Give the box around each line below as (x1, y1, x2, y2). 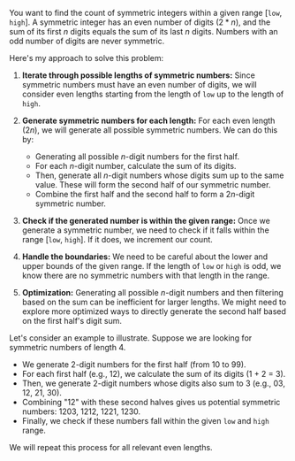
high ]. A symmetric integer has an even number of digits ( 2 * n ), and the (9, 17, 271, 27)
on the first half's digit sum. (21, 316, 122, 326)
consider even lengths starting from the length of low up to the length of (21, 88, 284, 99)
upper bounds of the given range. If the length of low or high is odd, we (21, 261, 282, 271)
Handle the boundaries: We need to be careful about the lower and (21, 251, 269, 262)
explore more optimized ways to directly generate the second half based (21, 306, 287, 317)
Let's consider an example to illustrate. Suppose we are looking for (9, 333, 253, 343)
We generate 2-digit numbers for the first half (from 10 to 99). (21, 359, 246, 370)
